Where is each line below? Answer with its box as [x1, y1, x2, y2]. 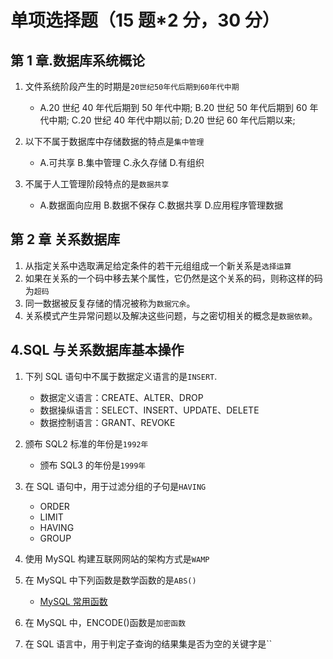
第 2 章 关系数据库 [10, 231, 121, 248]
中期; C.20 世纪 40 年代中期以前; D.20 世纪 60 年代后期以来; [48, 114, 296, 126]
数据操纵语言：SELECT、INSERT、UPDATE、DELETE [39, 404, 260, 416]
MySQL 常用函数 [39, 595, 108, 607]
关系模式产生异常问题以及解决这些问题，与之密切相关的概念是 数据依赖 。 [24, 309, 318, 321]
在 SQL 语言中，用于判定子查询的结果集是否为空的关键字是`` [24, 637, 273, 650]
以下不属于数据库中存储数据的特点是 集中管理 [24, 136, 205, 147]
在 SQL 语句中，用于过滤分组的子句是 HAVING [24, 480, 207, 492]
